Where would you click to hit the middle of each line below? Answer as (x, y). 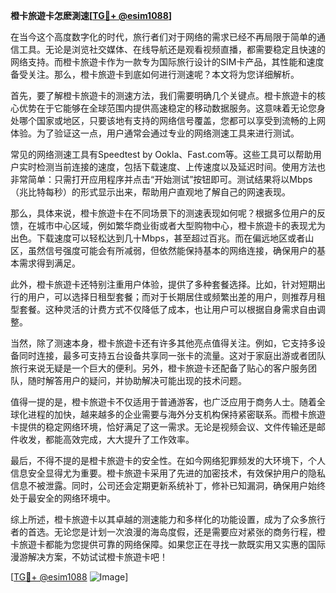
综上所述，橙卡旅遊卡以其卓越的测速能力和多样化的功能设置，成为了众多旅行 (168, 519)
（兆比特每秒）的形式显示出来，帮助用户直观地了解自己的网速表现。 (150, 192)
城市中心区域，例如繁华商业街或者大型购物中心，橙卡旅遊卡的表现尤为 (181, 225)
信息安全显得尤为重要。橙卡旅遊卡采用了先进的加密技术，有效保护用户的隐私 (168, 473)
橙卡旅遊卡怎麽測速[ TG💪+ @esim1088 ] (91, 15)
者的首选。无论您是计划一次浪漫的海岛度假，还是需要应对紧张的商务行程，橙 (168, 532)
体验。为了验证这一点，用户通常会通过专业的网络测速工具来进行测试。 (155, 133)
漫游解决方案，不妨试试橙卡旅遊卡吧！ (89, 557)
